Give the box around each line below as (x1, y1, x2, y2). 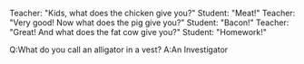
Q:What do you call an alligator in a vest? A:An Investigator (9, 44, 229, 55)
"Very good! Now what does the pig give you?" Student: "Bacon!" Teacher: (9, 17, 289, 28)
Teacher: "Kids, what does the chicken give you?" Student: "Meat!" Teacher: (9, 8, 296, 18)
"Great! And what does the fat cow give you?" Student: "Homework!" (9, 27, 268, 37)
